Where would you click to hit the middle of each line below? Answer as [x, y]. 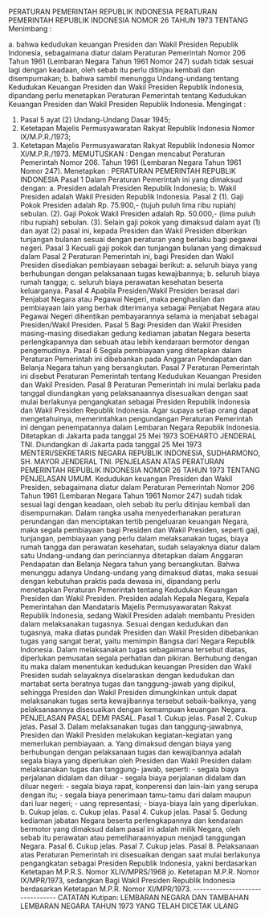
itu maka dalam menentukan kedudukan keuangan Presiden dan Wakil [136, 666]
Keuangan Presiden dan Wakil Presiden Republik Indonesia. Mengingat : [127, 104]
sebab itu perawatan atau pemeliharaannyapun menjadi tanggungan [133, 837]
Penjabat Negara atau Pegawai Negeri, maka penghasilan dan [122, 299]
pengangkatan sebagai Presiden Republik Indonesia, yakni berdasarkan [138, 863]
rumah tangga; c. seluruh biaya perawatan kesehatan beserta [121, 282]
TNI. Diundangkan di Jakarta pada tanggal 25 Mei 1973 [111, 444]
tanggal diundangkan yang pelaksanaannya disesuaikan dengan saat [134, 393]
